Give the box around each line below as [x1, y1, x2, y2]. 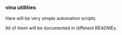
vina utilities [5, 4, 36, 11]
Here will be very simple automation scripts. [5, 15, 97, 21]
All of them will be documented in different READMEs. [5, 25, 117, 31]
